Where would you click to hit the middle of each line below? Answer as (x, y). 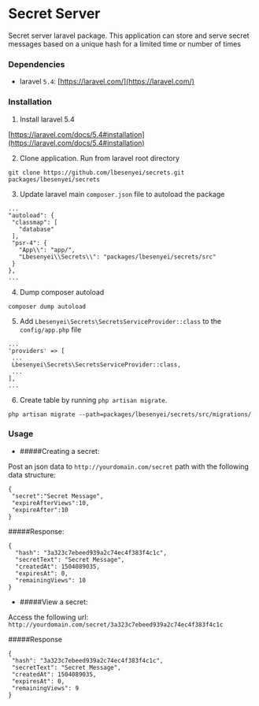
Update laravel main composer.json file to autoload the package (122, 194)
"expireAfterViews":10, (50, 503)
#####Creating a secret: (59, 451)
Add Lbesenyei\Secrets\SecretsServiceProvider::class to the (120, 321)
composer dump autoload (47, 307)
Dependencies (37, 64)
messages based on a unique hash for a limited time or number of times (125, 43)
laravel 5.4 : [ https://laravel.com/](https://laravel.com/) (107, 82)
